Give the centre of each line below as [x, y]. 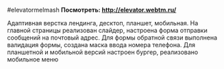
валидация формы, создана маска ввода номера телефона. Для [101, 45]
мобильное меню [33, 59]
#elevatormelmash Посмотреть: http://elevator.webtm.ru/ [92, 10]
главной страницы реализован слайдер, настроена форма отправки [107, 30]
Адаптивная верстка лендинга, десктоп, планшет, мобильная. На [103, 23]
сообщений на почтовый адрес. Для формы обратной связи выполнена [112, 38]
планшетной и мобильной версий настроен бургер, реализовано [103, 52]
